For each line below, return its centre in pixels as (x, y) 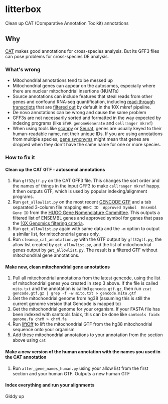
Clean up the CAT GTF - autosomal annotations (55, 169)
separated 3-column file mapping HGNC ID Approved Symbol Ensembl (85, 208)
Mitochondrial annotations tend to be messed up (63, 80)
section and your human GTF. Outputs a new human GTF (71, 373)
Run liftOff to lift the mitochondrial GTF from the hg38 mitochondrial (82, 324)
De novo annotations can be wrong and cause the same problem (79, 113)
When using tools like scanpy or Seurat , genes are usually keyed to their (87, 129)
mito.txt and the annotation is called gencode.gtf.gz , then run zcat (82, 289)
